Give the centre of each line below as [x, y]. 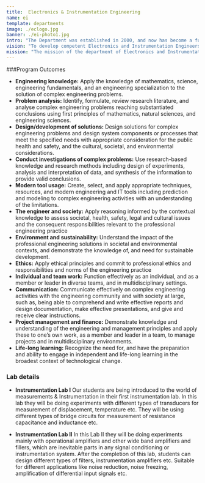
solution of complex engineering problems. [69, 94]
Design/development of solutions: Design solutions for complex [97, 127]
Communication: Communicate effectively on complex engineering [100, 289]
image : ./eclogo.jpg [33, 29]
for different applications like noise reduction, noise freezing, [92, 467]
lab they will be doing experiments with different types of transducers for [107, 403]
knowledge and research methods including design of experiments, [100, 165]
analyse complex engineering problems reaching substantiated [94, 107]
